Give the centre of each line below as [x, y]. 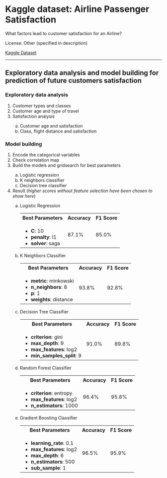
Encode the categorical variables [46, 154]
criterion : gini [47, 337]
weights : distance [52, 299]
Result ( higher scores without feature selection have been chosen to [82, 191]
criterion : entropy [51, 393]
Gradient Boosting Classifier [48, 417]
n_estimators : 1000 [54, 406]
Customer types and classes [42, 106]
